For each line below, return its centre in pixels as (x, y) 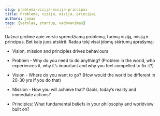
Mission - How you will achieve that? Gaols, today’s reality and (74, 89)
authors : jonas (20, 18)
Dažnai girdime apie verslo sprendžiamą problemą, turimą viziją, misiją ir (77, 37)
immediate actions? (31, 95)
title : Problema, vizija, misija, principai (51, 14)
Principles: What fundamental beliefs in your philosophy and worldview (83, 104)
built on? (21, 109)
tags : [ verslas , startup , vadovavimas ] (45, 23)
